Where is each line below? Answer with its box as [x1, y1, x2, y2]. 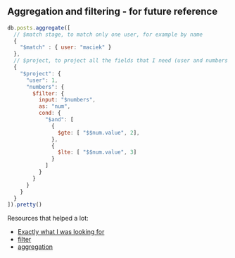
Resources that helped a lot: [7, 214, 89, 223]
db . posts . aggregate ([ [7, 24, 71, 31]
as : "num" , [38, 103, 71, 110]
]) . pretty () [7, 201, 42, 209]
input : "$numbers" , [38, 97, 96, 104]
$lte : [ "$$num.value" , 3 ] [57, 149, 137, 156]
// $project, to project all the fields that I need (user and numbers [13, 57, 229, 64]
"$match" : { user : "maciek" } [20, 44, 112, 51]
